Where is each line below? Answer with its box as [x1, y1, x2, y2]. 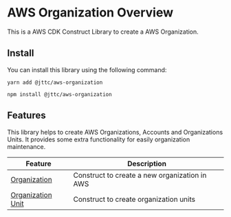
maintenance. [7, 142, 46, 150]
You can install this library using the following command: [7, 65, 167, 73]
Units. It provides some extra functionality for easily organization [7, 135, 190, 144]
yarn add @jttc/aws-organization [7, 79, 103, 86]
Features [7, 110, 46, 122]
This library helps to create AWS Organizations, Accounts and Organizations [7, 128, 223, 136]
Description [126, 159, 167, 168]
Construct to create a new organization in [73, 170, 207, 180]
